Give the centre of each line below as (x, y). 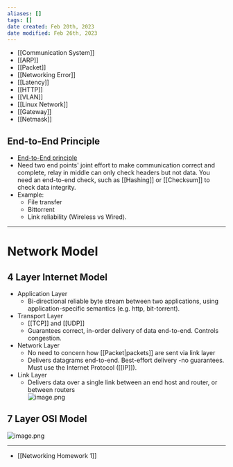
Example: (31, 195)
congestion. (45, 338)
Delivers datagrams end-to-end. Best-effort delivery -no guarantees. (126, 360)
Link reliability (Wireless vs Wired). (77, 217)
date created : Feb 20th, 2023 (51, 26)
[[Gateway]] (34, 112)
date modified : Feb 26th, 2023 (52, 33)
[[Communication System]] (56, 53)
